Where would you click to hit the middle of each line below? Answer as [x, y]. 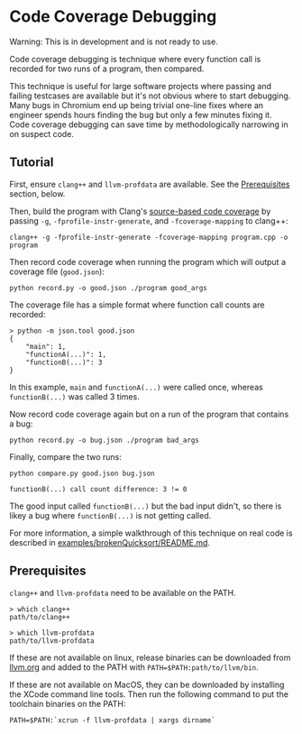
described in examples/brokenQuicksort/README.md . [110, 542]
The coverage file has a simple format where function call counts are [137, 305]
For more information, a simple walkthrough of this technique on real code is [151, 533]
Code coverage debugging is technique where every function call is [135, 59]
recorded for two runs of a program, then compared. [107, 69]
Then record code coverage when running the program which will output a [148, 261]
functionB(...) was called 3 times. [74, 396]
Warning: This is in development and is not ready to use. [114, 41]
